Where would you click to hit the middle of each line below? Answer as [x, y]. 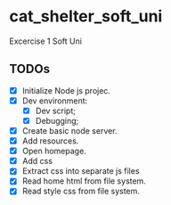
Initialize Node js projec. [66, 90]
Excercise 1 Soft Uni [46, 41]
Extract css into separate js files [81, 171]
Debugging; [57, 120]
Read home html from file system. [84, 181]
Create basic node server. [69, 131]
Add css [37, 161]
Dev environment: [55, 101]
